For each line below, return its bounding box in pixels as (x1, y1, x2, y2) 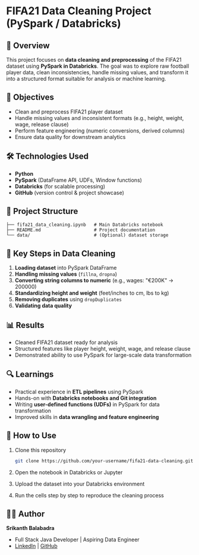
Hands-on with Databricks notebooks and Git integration (14, 394, 157, 402)
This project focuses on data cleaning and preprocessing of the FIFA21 (6, 56, 182, 63)
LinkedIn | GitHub (14, 543, 58, 550)
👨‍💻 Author (6, 509, 45, 519)
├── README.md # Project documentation (6, 227, 156, 233)
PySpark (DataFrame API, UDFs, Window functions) (14, 176, 143, 184)
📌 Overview (6, 40, 50, 51)
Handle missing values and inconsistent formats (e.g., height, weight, (14, 114, 184, 121)
